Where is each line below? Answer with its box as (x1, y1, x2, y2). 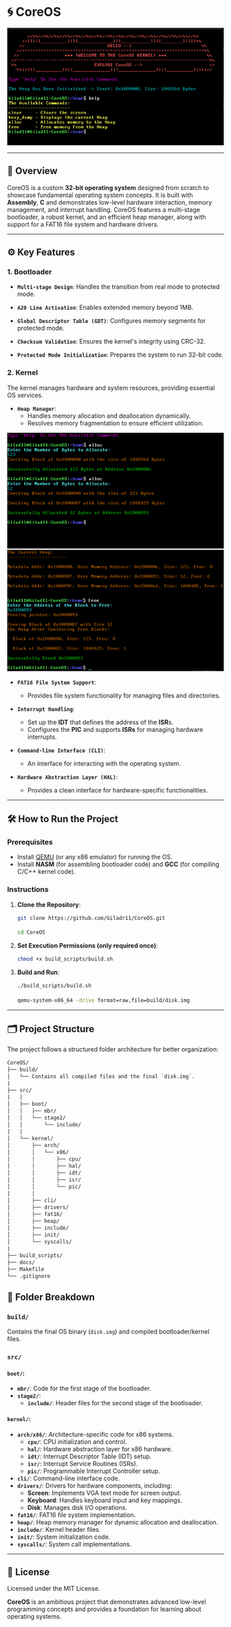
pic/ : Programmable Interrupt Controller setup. (27, 1467, 160, 1475)
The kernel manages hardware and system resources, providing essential (7, 384, 215, 392)
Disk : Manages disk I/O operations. (27, 1503, 127, 1511)
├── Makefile (7, 1266, 45, 1272)
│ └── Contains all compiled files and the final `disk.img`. (7, 1073, 195, 1080)
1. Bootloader (7, 266, 52, 276)
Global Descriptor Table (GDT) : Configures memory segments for (16, 317, 206, 325)
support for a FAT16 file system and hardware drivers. (7, 220, 159, 228)
